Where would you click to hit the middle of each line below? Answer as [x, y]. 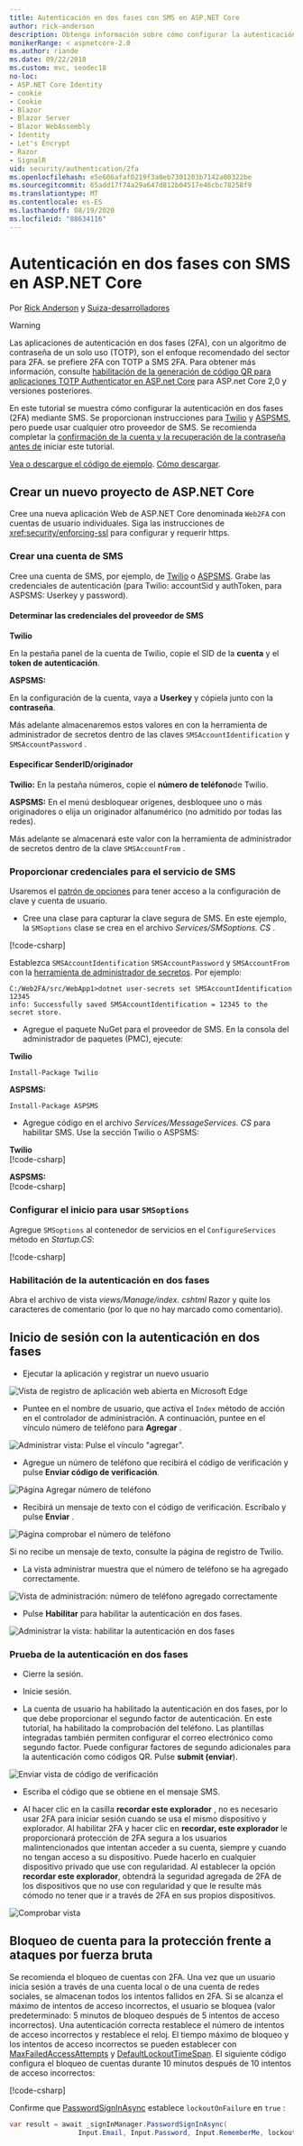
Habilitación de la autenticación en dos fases [110, 1279]
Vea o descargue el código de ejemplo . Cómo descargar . [115, 463]
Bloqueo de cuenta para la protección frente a [141, 1941]
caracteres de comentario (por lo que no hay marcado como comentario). [146, 1309]
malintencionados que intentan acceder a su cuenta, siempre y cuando [154, 1848]
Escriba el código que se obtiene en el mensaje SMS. [121, 1792]
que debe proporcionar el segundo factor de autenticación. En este [147, 1719]
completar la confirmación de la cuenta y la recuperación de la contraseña [147, 436]
